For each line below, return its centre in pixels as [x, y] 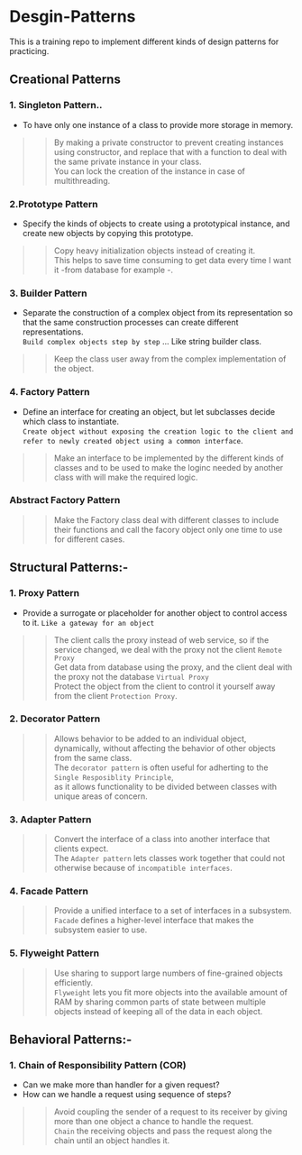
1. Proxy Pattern [44, 593]
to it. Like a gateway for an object [88, 622]
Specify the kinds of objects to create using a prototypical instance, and [156, 224]
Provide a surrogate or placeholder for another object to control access [155, 613]
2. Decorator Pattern [55, 719]
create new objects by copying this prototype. [108, 233]
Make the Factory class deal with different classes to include [166, 519]
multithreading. [82, 180]
